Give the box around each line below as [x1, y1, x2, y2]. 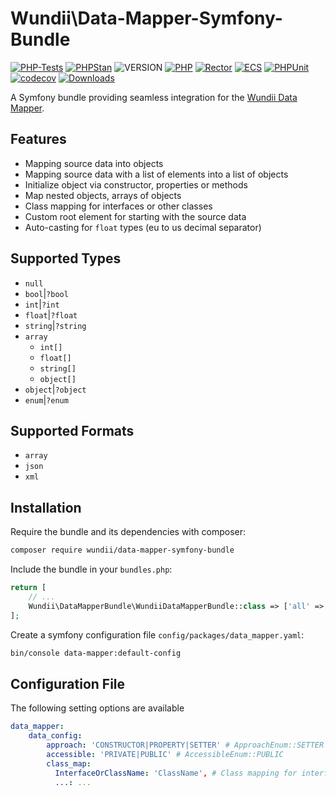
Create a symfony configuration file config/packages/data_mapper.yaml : [10, 628, 305, 641]
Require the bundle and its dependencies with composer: [10, 526, 247, 538]
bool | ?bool [24, 287, 69, 299]
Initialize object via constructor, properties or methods [24, 178, 248, 191]
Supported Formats [10, 422, 135, 439]
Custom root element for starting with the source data [24, 210, 247, 222]
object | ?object [24, 383, 87, 395]
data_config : [28, 731, 83, 741]
